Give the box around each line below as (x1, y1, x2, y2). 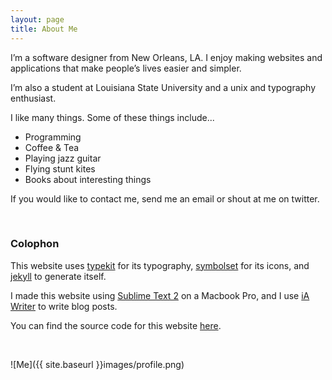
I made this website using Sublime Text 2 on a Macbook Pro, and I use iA (10, 289, 310, 301)
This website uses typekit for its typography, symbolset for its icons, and (10, 259, 310, 271)
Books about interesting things (24, 173, 152, 185)
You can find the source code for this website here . (10, 319, 222, 331)
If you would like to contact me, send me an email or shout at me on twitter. (10, 192, 320, 205)
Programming (24, 131, 82, 143)
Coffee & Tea (24, 141, 80, 153)
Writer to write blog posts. (10, 300, 118, 312)
